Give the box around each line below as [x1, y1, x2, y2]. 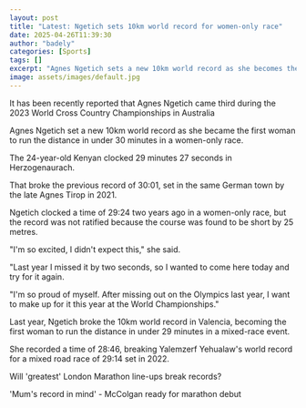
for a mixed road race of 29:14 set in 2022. [9, 352, 170, 364]
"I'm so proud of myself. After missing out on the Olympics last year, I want [9, 289, 291, 300]
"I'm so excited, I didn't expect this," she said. [9, 243, 181, 255]
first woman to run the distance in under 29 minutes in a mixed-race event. [9, 325, 291, 337]
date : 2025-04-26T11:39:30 [9, 30, 112, 39]
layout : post [9, 13, 59, 23]
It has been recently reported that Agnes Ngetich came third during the [9, 97, 276, 108]
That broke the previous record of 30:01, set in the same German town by [9, 179, 285, 190]
